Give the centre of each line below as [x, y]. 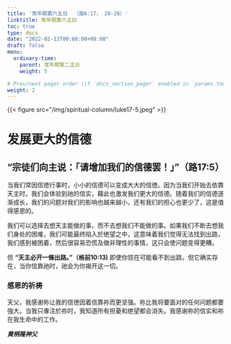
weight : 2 [21, 90]
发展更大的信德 [49, 140]
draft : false [26, 45]
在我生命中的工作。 [34, 319]
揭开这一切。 [103, 266]
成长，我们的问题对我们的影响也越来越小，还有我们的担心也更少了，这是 [115, 202]
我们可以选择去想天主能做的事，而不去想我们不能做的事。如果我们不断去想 [112, 225]
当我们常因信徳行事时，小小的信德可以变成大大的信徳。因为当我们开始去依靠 [115, 185]
